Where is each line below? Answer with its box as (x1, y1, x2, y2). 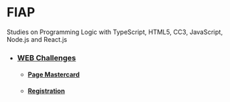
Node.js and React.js (6, 35, 68, 43)
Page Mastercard (27, 70, 80, 79)
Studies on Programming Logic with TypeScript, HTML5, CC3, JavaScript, (6, 28, 224, 36)
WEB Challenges (16, 52, 76, 62)
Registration (27, 86, 66, 96)
